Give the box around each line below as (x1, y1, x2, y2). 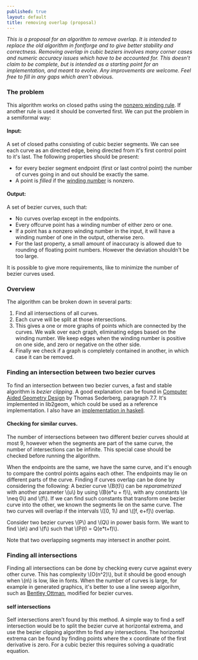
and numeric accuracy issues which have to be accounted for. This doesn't (6, 54, 190, 62)
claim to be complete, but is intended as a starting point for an (6, 61, 159, 68)
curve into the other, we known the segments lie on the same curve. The (6, 501, 183, 508)
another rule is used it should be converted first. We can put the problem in (6, 107, 189, 115)
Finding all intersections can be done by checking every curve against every (6, 565, 192, 572)
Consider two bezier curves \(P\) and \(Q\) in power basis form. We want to (6, 519, 189, 526)
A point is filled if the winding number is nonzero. (15, 177, 135, 184)
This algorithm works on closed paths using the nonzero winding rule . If (6, 101, 181, 108)
